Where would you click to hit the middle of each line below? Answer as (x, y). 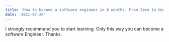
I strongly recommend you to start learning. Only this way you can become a (84, 28)
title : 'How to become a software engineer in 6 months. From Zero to (81, 10)
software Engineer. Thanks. (33, 34)
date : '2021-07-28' (26, 14)
